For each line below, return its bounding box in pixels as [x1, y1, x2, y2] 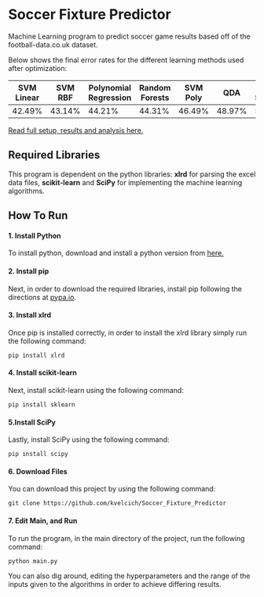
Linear [15, 92, 40, 103]
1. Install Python [8, 231, 61, 240]
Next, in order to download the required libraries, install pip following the [8, 284, 242, 293]
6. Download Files [8, 466, 68, 476]
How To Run [8, 209, 68, 222]
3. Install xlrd [8, 310, 52, 320]
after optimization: [8, 63, 68, 72]
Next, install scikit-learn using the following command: [8, 385, 185, 395]
